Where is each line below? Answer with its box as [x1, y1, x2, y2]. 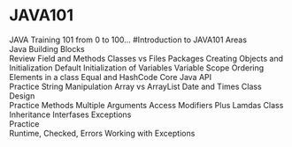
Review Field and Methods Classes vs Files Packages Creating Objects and [9, 53, 283, 63]
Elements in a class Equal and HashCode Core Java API [9, 71, 212, 82]
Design [9, 90, 35, 101]
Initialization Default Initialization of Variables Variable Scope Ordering [9, 62, 265, 73]
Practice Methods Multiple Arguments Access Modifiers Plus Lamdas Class [9, 99, 284, 110]
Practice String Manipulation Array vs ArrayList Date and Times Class [9, 81, 263, 92]
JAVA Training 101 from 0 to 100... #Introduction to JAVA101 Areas [9, 34, 248, 45]
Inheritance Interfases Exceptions [9, 109, 132, 120]
